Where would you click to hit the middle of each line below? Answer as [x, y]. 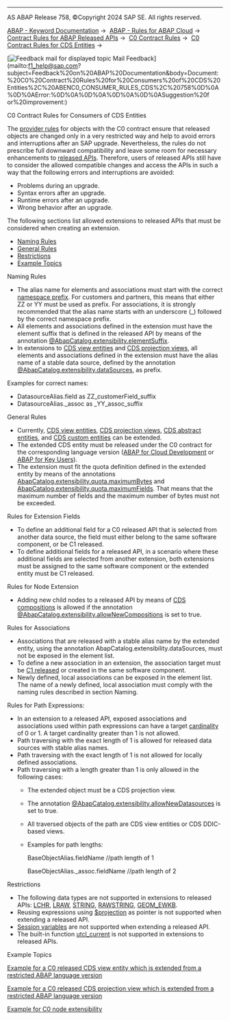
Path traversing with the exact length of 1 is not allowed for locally [110, 755]
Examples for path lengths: [65, 845]
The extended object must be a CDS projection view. [101, 790]
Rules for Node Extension [43, 586]
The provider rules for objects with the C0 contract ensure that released [108, 129]
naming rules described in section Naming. [77, 692]
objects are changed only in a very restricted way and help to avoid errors [111, 136]
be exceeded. [36, 503]
